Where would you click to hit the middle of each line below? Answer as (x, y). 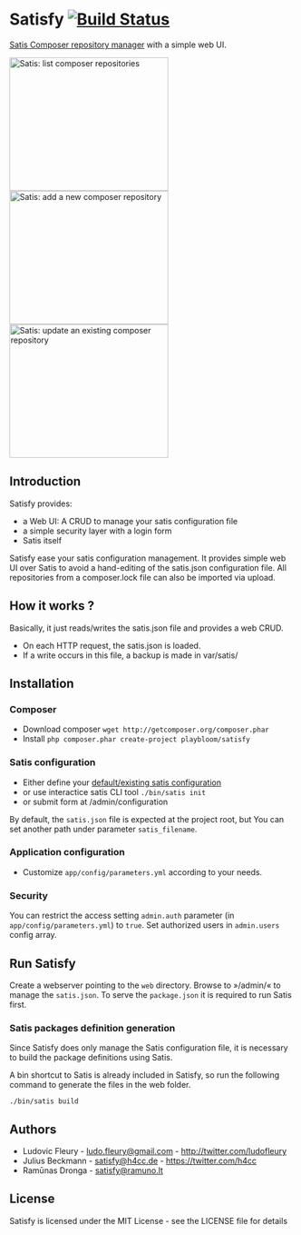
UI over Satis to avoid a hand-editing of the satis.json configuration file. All (148, 567)
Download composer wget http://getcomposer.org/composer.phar (146, 729)
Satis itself (42, 540)
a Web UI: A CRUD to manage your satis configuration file (130, 521)
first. (18, 1004)
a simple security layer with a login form (97, 531)
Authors (33, 1129)
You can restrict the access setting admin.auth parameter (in (122, 916)
